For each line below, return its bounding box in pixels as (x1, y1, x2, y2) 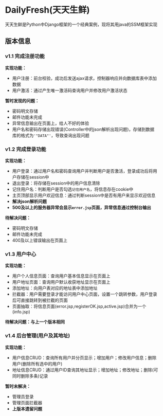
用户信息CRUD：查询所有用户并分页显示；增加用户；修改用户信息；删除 (12, 355, 157, 361)
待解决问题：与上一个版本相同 (5, 319, 65, 325)
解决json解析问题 (12, 198, 47, 204)
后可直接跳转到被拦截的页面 (12, 297, 68, 303)
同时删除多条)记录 (12, 373, 48, 379)
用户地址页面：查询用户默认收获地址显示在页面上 (12, 279, 110, 285)
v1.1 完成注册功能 (5, 53, 45, 60)
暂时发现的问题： (5, 98, 39, 104)
